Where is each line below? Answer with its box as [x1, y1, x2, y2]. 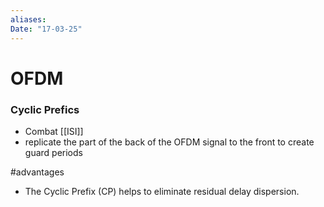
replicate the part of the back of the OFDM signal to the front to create [24, 136, 315, 148]
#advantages [10, 166, 65, 178]
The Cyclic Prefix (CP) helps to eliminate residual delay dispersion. [24, 185, 300, 197]
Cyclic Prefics [10, 102, 80, 116]
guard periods [24, 146, 83, 158]
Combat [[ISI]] [24, 125, 84, 137]
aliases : [10, 14, 47, 25]
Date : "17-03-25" [10, 24, 83, 34]
